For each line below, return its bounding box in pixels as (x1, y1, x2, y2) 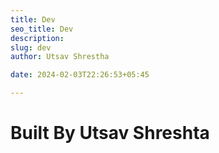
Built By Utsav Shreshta (10, 122, 210, 145)
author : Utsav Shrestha (10, 52, 110, 62)
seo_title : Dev (10, 24, 74, 34)
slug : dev (10, 42, 52, 53)
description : (10, 33, 65, 43)
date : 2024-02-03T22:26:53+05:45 (10, 70, 150, 80)
